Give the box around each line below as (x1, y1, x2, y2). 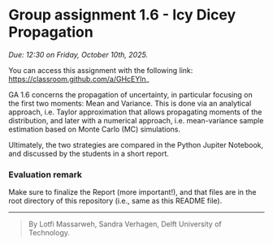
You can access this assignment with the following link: (8, 65, 193, 75)
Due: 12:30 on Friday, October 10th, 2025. (8, 49, 149, 59)
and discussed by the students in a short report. (8, 148, 169, 158)
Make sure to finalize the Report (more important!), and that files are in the (8, 187, 257, 197)
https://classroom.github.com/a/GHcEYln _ (8, 74, 149, 84)
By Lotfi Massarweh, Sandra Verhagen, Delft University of (28, 219, 222, 229)
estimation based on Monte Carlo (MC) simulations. (8, 124, 181, 134)
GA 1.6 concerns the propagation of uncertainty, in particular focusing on (8, 89, 253, 99)
